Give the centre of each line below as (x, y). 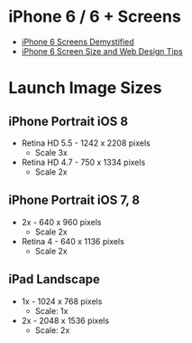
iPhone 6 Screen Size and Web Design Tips (102, 51)
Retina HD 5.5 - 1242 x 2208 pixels (86, 143)
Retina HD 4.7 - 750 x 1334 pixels (83, 162)
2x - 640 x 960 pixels (61, 222)
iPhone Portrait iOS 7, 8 (74, 200)
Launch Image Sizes (85, 88)
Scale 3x (51, 152)
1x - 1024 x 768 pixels (62, 301)
